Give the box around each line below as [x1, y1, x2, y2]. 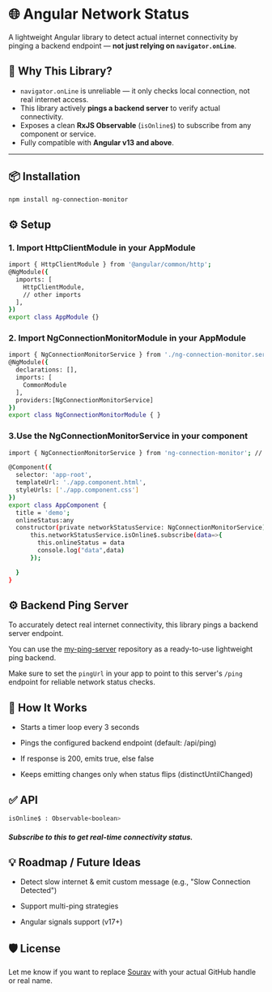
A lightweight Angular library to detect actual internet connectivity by [8, 32, 239, 41]
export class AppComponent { [8, 500, 107, 509]
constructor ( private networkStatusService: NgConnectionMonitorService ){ [15, 524, 270, 532]
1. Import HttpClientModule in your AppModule [8, 242, 196, 253]
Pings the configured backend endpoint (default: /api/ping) [19, 738, 217, 748]
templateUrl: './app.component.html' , [15, 479, 147, 487]
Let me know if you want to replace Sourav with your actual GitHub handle [8, 967, 257, 977]
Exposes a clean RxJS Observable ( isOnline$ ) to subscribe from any [19, 120, 252, 130]
